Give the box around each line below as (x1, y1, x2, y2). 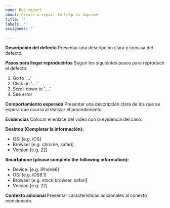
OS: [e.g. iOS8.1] (12, 172, 47, 178)
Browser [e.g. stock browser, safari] (12, 177, 88, 183)
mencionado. (5, 198, 33, 204)
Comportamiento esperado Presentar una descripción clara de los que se (5, 101, 160, 107)
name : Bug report (5, 7, 42, 13)
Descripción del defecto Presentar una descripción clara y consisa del (5, 45, 153, 51)
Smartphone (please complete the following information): (5, 157, 129, 163)
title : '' (5, 17, 26, 22)
